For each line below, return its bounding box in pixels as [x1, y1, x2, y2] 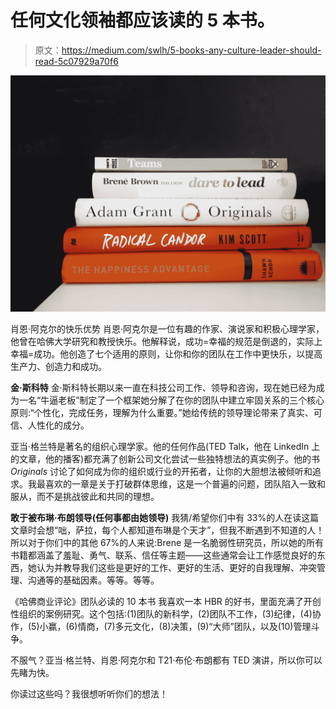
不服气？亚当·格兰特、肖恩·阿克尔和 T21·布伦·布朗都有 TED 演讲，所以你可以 [10, 654, 323, 666]
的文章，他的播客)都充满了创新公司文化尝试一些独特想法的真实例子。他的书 [10, 452, 321, 465]
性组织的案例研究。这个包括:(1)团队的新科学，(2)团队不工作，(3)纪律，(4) [10, 607, 313, 620]
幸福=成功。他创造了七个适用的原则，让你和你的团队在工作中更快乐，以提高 [10, 347, 323, 360]
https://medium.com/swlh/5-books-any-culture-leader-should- [61, 44, 322, 56]
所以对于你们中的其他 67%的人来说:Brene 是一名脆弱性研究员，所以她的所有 [10, 536, 325, 548]
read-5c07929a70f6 [34, 55, 119, 67]
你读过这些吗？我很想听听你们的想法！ [10, 687, 168, 700]
